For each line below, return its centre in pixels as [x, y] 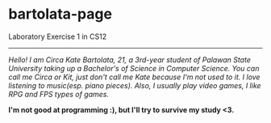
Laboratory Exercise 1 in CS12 [58, 36]
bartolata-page [60, 14]
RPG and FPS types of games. [58, 94]
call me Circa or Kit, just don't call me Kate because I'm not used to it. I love [134, 77]
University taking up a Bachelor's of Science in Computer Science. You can [134, 68]
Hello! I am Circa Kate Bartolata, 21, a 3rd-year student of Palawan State [130, 59]
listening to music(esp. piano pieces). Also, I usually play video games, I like [135, 85]
